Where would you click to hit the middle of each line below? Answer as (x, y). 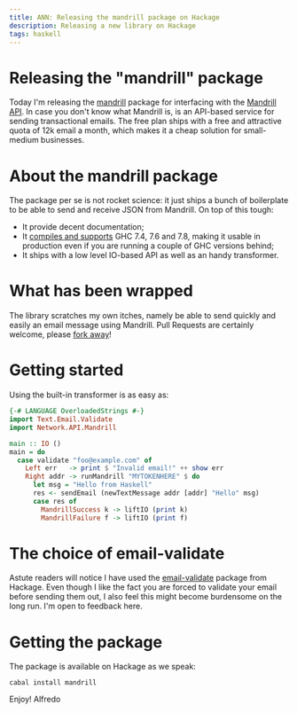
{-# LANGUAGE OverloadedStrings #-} (77, 411)
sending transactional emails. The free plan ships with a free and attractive (145, 121)
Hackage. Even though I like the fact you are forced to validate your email (143, 587)
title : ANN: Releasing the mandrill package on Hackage (114, 17)
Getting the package (86, 642)
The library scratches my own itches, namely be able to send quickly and (143, 316)
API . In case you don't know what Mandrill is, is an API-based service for (142, 112)
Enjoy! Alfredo (35, 699)
